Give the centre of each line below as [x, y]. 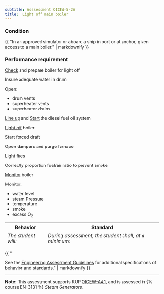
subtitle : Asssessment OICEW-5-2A [40, 9]
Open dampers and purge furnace [40, 147]
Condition [17, 31]
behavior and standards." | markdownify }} [48, 268]
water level [23, 194]
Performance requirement [37, 59]
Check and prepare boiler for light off [42, 70]
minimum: [59, 241]
